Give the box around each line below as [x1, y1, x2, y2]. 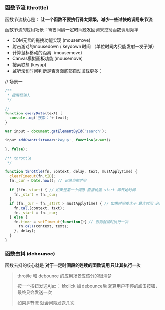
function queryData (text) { [5, 111, 63, 116]
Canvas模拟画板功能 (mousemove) [12, 56, 82, 62]
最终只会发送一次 [17, 289, 52, 295]
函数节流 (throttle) [5, 4, 49, 11]
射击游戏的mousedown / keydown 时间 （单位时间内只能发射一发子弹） [12, 43, 157, 50]
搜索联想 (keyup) [12, 62, 47, 68]
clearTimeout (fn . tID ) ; [9, 173, 56, 179]
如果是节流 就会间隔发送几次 [17, 300, 75, 306]
